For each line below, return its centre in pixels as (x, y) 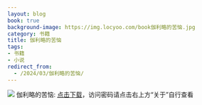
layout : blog (27, 14)
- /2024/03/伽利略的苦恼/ (49, 73)
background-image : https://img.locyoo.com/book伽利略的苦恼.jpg (101, 27)
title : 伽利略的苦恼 (34, 40)
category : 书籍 (29, 34)
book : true (23, 21)
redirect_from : (30, 67)
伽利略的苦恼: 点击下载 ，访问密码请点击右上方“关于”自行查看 (105, 94)
